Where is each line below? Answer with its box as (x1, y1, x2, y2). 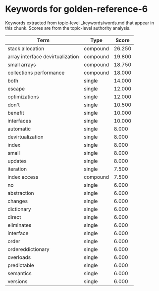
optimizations (7, 93, 39, 100)
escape (7, 85, 25, 92)
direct (7, 213, 21, 220)
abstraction (7, 189, 34, 196)
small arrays (7, 61, 36, 68)
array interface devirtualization (7, 53, 79, 60)
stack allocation (7, 45, 45, 52)
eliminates (7, 221, 32, 228)
